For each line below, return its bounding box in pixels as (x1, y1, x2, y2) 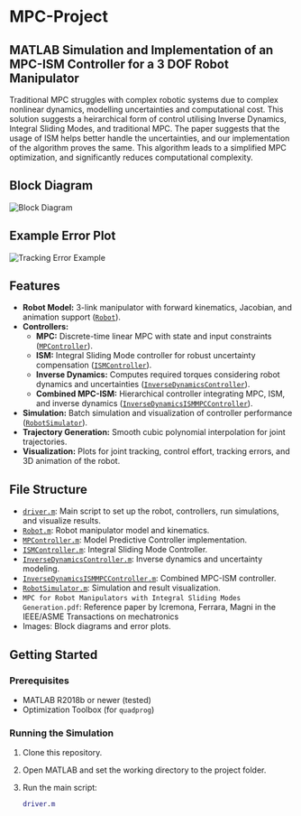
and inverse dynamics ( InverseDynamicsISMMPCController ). (35, 398, 253, 409)
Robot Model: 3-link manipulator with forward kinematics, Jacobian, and (22, 302, 293, 313)
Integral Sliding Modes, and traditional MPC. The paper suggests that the (9, 124, 280, 134)
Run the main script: (22, 783, 97, 793)
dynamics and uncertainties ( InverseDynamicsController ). (35, 379, 251, 390)
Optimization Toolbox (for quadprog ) (22, 704, 155, 715)
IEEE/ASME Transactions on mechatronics (22, 611, 179, 622)
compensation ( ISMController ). (35, 359, 152, 371)
